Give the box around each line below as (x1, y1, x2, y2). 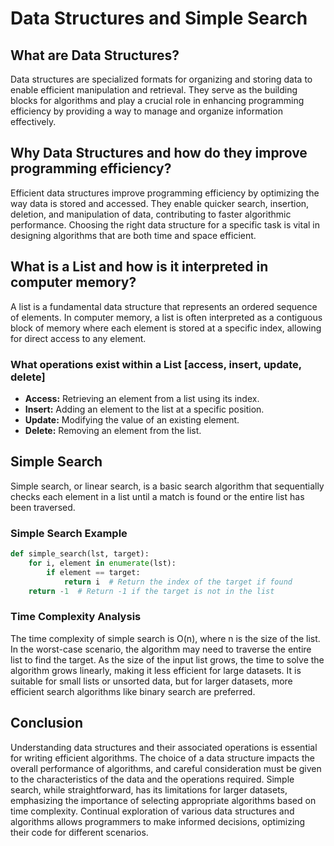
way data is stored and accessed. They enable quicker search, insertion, (10, 197, 310, 209)
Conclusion (10, 715, 84, 732)
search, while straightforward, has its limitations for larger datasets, (10, 783, 288, 796)
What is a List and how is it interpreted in (10, 258, 269, 276)
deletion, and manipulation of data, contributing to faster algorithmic (10, 208, 292, 220)
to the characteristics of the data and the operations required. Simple (10, 773, 295, 785)
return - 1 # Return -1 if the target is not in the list (28, 586, 275, 596)
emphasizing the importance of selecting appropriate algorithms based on (10, 794, 317, 806)
